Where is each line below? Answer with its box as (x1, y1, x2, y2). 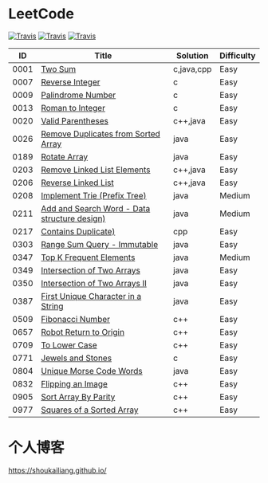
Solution (176, 49, 209, 61)
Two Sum (41, 63, 77, 74)
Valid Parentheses (41, 115, 109, 126)
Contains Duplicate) (41, 226, 116, 237)
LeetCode (8, 5, 74, 23)
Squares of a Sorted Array (41, 404, 139, 415)
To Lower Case (41, 340, 97, 351)
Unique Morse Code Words (41, 365, 144, 376)
